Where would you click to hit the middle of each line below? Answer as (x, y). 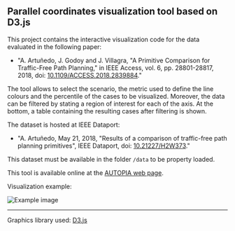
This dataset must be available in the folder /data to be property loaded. (111, 159)
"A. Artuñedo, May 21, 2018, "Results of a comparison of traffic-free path (122, 138)
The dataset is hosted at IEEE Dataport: (64, 125)
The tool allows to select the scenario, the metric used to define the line (111, 89)
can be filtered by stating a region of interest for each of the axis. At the (110, 104)
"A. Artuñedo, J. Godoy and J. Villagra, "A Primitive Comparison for (114, 60)
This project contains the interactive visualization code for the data (104, 39)
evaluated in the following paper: (55, 47)
